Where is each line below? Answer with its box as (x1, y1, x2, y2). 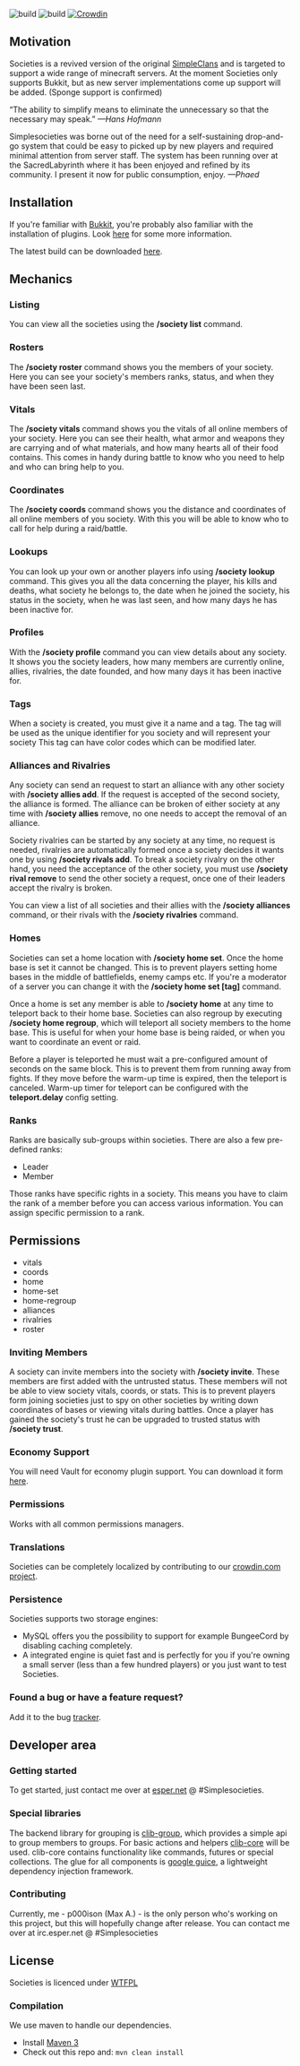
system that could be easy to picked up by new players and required (21, 140, 274, 151)
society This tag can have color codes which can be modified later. (9, 737, 257, 748)
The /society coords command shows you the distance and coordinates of (9, 504, 287, 515)
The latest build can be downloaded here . (9, 245, 163, 256)
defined (9, 1143, 39, 1155)
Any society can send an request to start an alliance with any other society (9, 779, 285, 790)
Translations (9, 1541, 65, 1554)
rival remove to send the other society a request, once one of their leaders (9, 874, 286, 884)
